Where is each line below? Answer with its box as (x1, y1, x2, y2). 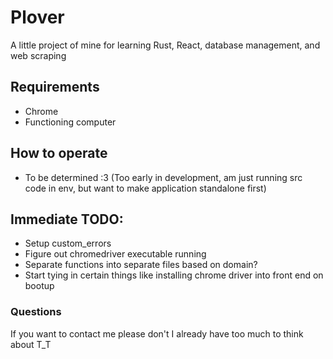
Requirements (10, 79, 100, 96)
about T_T (10, 338, 52, 350)
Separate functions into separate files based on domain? (24, 259, 258, 271)
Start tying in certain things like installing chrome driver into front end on (24, 269, 324, 281)
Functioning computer (24, 116, 117, 128)
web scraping (10, 49, 67, 61)
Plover (10, 6, 65, 29)
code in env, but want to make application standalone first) (24, 182, 267, 194)
